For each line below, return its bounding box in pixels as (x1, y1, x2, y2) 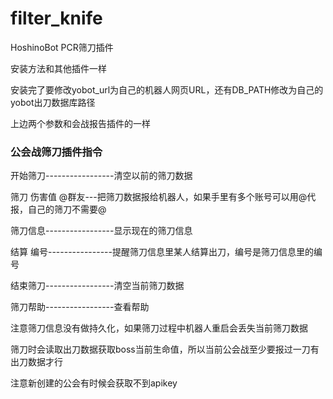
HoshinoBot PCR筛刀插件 (10, 41, 114, 53)
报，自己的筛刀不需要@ (10, 203, 107, 216)
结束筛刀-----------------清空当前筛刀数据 (10, 280, 185, 292)
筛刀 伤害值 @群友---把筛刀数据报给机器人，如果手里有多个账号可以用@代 (10, 191, 317, 203)
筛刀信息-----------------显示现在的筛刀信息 (10, 225, 193, 237)
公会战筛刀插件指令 (10, 145, 103, 159)
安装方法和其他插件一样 (10, 62, 107, 74)
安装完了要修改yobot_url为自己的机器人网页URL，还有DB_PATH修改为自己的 (10, 83, 324, 96)
